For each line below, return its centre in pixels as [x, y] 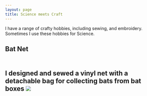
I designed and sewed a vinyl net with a [67, 74]
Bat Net [17, 49]
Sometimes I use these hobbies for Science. [50, 33]
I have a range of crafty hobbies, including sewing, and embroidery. [74, 28]
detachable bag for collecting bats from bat [73, 81]
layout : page [18, 10]
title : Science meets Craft [34, 14]
